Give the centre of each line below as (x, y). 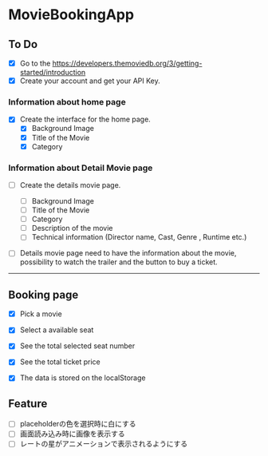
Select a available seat (57, 330)
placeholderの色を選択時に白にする (78, 424)
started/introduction (53, 73)
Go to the (35, 63)
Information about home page (67, 102)
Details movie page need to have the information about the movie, (128, 253)
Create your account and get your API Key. (90, 81)
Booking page (43, 294)
